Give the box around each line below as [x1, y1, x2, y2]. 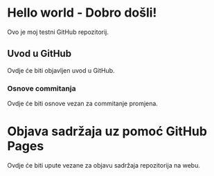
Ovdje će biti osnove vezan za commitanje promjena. [7, 99, 158, 108]
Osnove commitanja [7, 83, 76, 93]
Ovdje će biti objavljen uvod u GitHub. [7, 66, 116, 74]
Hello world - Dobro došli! [7, 5, 157, 21]
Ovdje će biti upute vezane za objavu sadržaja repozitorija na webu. [7, 161, 201, 169]
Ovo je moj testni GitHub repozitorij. [7, 28, 109, 36]
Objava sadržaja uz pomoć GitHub [7, 123, 208, 139]
